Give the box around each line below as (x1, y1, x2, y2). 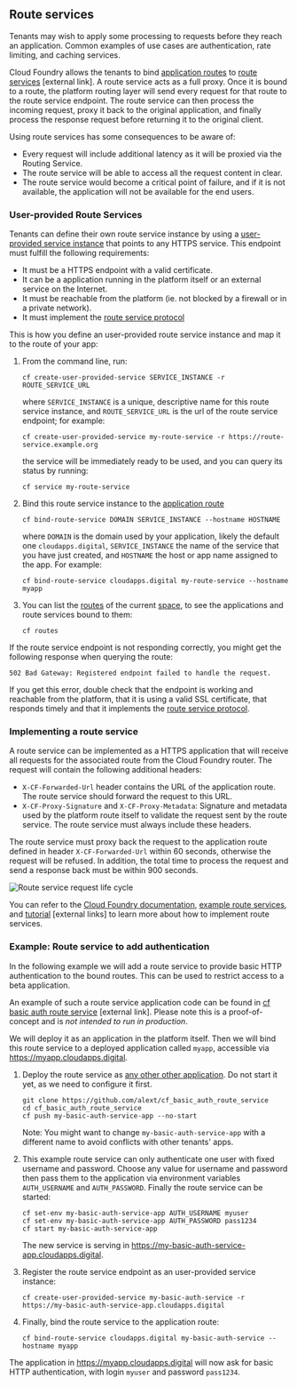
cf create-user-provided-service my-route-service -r (21, 433, 225, 442)
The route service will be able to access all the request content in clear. (21, 167, 283, 178)
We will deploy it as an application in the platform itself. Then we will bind (9, 1033, 277, 1044)
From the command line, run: (21, 356, 128, 367)
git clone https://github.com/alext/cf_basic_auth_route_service (21, 1095, 269, 1105)
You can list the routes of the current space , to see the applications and (21, 600, 284, 611)
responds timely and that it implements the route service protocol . (9, 703, 250, 714)
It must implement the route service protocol (21, 312, 184, 323)
